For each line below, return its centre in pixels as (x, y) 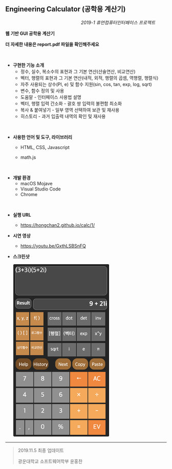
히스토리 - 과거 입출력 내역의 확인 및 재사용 (63, 116)
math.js (28, 157)
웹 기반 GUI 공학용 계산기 (30, 33)
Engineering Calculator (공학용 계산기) (66, 9)
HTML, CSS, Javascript (45, 147)
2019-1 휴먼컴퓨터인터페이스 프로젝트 (118, 23)
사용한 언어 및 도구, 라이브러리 (42, 137)
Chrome (29, 194)
